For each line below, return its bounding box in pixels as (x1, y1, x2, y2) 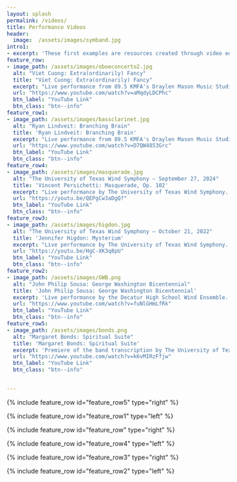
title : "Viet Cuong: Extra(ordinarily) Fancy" (13, 76, 153, 84)
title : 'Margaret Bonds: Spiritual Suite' (13, 340, 140, 347)
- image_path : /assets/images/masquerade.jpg (6, 168, 143, 176)
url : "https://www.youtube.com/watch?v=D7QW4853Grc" (13, 142, 172, 150)
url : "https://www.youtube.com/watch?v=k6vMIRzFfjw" (13, 353, 172, 360)
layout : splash (6, 10, 52, 18)
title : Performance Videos (6, 23, 86, 30)
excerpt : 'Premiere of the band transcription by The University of (13, 347, 219, 354)
